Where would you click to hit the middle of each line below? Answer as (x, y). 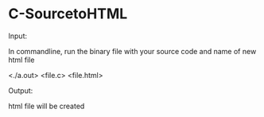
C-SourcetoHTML (68, 14)
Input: (18, 36)
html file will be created (47, 106)
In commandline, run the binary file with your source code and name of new (132, 51)
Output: (21, 90)
